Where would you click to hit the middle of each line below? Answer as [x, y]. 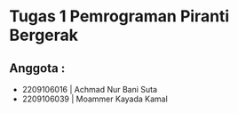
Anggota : [37, 68]
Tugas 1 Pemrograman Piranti [119, 16]
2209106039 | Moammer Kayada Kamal [95, 99]
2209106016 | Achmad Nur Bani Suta [90, 89]
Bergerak [44, 35]
